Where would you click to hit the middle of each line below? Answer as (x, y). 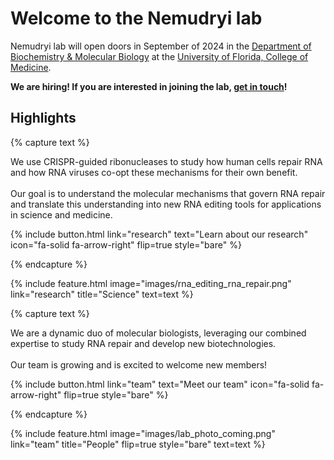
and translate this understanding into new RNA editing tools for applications (166, 204)
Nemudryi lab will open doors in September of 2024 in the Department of (161, 46)
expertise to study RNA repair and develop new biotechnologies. (143, 343)
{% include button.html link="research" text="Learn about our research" (159, 234)
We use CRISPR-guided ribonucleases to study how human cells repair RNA (166, 161)
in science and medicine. (61, 214)
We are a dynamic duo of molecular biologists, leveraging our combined (158, 333)
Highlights (43, 118)
